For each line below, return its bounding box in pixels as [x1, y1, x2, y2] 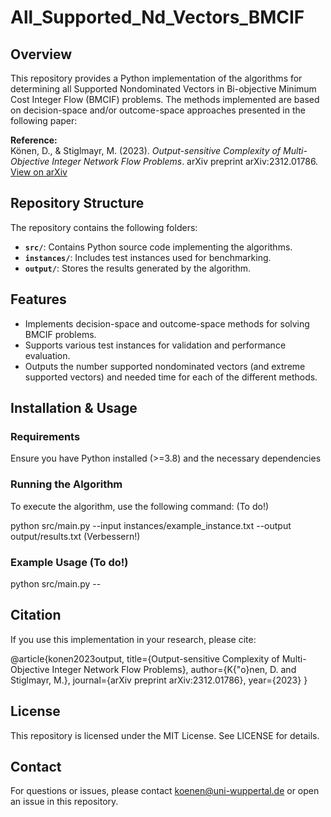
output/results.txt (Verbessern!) [10, 530, 141, 542]
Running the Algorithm [10, 477, 123, 491]
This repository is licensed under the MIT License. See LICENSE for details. [10, 729, 320, 741]
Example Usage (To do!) [10, 555, 129, 569]
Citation [10, 607, 62, 624]
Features [10, 291, 67, 308]
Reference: [10, 134, 58, 146]
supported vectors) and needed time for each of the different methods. [24, 371, 318, 383]
